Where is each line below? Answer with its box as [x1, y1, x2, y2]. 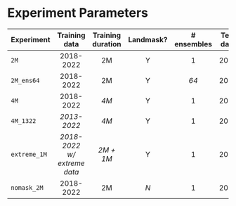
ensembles [174, 39, 213, 49]
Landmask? [128, 34, 168, 44]
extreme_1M [11, 150, 47, 158]
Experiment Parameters [7, 5, 149, 21]
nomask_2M [11, 184, 44, 191]
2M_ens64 [11, 76, 40, 84]
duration [92, 39, 122, 49]
